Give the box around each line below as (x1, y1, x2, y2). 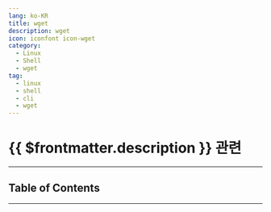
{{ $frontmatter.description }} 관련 (8, 139, 242, 157)
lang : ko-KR (8, 11, 48, 20)
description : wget (8, 27, 70, 35)
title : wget (8, 19, 48, 27)
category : (8, 42, 42, 50)
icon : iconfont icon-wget (8, 34, 95, 43)
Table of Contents (8, 181, 101, 195)
